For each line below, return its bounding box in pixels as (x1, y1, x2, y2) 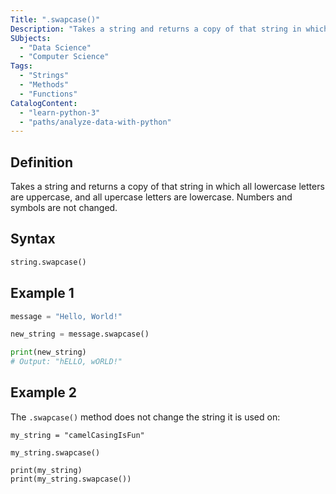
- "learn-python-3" (19, 107, 101, 118)
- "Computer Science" (19, 52, 110, 62)
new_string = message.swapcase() (10, 329, 150, 340)
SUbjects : (10, 33, 52, 43)
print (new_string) (10, 347, 87, 358)
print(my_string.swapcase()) (10, 474, 132, 484)
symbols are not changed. (10, 202, 118, 214)
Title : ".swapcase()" (10, 14, 101, 25)
